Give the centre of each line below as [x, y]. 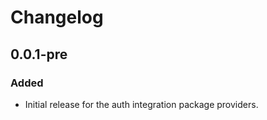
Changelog [57, 17]
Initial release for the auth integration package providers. [141, 104]
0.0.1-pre [39, 54]
